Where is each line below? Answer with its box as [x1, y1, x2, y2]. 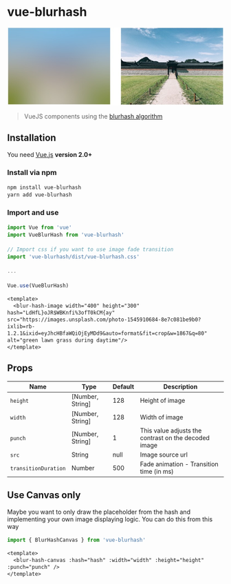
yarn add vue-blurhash [7, 191, 72, 198]
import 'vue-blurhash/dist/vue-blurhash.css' [7, 253, 140, 260]
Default [112, 383, 135, 391]
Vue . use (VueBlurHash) [7, 282, 69, 289]
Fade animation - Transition [140, 460, 219, 468]
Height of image [140, 396, 186, 404]
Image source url [140, 450, 188, 459]
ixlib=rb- [7, 323, 36, 330]
